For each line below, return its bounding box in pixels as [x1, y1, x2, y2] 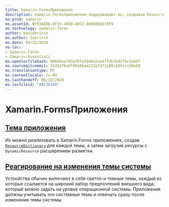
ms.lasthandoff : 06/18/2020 [5, 77, 64, 82]
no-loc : [5, 45, 22, 50]
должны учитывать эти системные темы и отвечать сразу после [5, 191, 145, 197]
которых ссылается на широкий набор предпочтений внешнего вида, [5, 181, 155, 187]
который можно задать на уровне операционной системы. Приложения [5, 186, 161, 192]
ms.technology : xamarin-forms [5, 26, 69, 31]
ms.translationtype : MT [5, 68, 55, 73]
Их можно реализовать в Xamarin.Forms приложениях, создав [5, 137, 140, 143]
